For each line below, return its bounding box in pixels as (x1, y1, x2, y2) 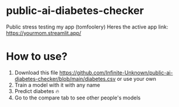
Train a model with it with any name (14, 81, 101, 88)
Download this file (14, 69, 58, 76)
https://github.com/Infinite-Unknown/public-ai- (59, 69, 173, 76)
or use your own (116, 75, 156, 82)
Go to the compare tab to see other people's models (14, 94, 141, 101)
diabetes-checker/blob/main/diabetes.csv (14, 75, 116, 82)
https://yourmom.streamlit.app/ (6, 29, 82, 36)
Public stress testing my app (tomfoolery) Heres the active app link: (6, 23, 168, 30)
